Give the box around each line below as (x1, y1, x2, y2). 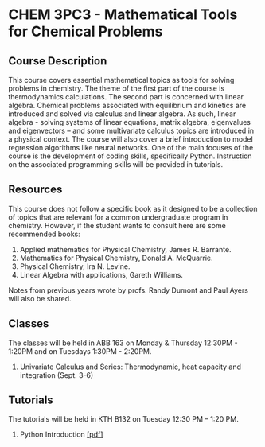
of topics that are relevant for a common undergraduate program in (8, 212, 228, 222)
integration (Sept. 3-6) (19, 370, 94, 379)
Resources (8, 183, 63, 196)
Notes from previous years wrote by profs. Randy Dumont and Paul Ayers (8, 285, 249, 295)
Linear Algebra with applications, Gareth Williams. (19, 270, 183, 279)
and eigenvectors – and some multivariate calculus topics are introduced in (8, 126, 255, 135)
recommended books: (8, 229, 81, 239)
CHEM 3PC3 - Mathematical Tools (8, 6, 238, 24)
